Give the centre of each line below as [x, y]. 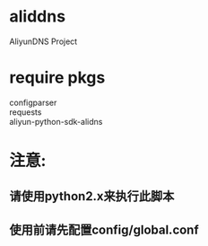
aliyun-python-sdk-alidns [56, 121]
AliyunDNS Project [43, 41]
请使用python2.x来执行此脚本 [92, 196]
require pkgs [57, 78]
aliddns [37, 17]
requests [26, 112]
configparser [33, 102]
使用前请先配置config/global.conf [104, 229]
